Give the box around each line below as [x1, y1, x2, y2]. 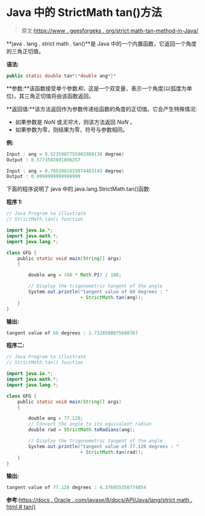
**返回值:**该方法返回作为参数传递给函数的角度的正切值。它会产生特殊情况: [6, 105, 198, 112]
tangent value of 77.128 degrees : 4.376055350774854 [6, 484, 147, 491]
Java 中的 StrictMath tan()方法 [6, 6, 162, 20]
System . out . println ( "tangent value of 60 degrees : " [28, 289, 168, 295]
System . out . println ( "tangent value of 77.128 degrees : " [28, 443, 179, 449]
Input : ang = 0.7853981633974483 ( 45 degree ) [6, 168, 124, 174]
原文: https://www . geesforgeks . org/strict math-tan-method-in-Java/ [21, 27, 199, 34]
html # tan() [6, 503, 36, 510]
